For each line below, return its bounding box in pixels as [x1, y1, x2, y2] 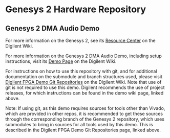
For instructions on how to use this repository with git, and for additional [5, 68, 157, 74]
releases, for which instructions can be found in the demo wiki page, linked [5, 90, 164, 96]
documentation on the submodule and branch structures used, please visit [5, 74, 163, 80]
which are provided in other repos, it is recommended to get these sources [5, 111, 163, 117]
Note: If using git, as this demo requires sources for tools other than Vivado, [5, 105, 165, 111]
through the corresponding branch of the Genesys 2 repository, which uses [5, 116, 165, 122]
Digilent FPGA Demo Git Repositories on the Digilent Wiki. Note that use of [5, 79, 162, 85]
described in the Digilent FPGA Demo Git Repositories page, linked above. [5, 127, 161, 133]
